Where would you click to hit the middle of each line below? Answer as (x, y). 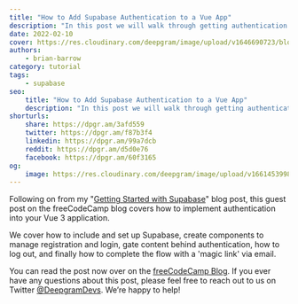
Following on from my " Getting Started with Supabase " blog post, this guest (148, 199)
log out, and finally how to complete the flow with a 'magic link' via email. (143, 254)
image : (37, 174)
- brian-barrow (53, 58)
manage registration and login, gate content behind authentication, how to (145, 245)
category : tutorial (45, 67)
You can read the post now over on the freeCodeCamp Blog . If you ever (140, 271)
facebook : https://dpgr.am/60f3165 (91, 157)
